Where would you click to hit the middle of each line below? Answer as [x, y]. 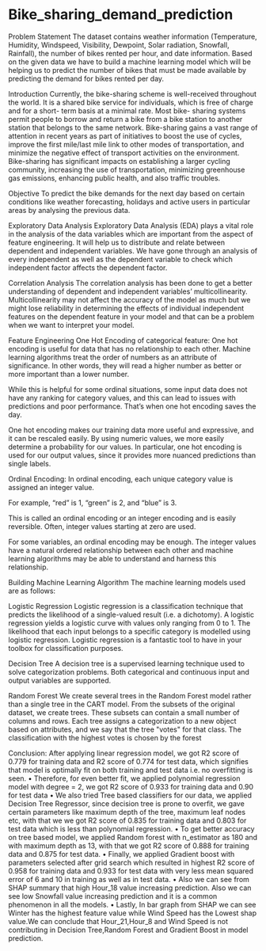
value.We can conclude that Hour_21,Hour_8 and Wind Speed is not [118, 921]
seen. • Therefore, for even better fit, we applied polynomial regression [124, 778]
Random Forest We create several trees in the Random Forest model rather [130, 695]
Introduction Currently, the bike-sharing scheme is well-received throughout [133, 93]
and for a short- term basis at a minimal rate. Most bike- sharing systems [127, 110]
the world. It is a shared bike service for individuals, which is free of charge [131, 102]
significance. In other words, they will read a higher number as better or [125, 365]
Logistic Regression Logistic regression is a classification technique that [126, 606]
